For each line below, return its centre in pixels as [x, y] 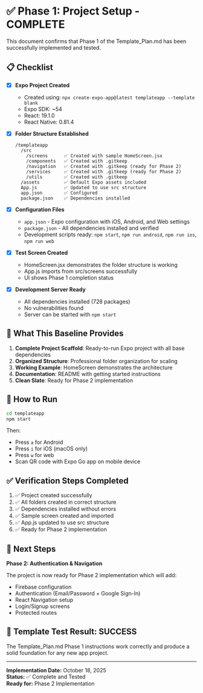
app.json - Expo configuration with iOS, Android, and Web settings [107, 221]
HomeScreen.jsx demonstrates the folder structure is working [101, 265]
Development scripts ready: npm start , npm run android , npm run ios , [110, 234]
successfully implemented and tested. [54, 47]
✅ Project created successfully [53, 495]
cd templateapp [25, 413]
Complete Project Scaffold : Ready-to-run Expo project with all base [100, 348]
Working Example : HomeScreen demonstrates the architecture [94, 367]
